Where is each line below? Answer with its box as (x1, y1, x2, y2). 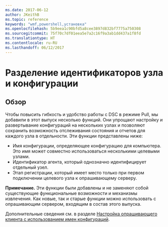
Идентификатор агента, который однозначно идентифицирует (12, 159, 147, 165)
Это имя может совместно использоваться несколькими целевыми (12, 148, 160, 154)
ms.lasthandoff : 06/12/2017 (5, 45, 65, 50)
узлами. (12, 153, 30, 160)
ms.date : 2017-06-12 (5, 7, 49, 13)
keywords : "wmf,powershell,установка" (5, 21, 87, 27)
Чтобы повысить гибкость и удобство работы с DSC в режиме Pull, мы (5, 111, 158, 117)
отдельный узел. (12, 164, 49, 170)
